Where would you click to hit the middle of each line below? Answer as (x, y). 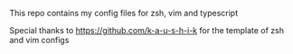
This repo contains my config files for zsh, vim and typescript (124, 13)
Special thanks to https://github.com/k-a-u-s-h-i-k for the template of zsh (147, 30)
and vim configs (39, 40)
